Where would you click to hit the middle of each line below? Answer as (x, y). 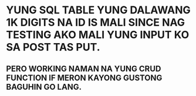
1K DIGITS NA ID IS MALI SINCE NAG (96, 22)
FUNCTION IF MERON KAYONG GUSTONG (84, 78)
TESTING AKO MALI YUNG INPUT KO (98, 35)
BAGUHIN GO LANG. (44, 87)
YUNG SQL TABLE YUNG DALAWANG (98, 10)
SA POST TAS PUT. (53, 47)
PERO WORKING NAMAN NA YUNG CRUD (84, 68)
